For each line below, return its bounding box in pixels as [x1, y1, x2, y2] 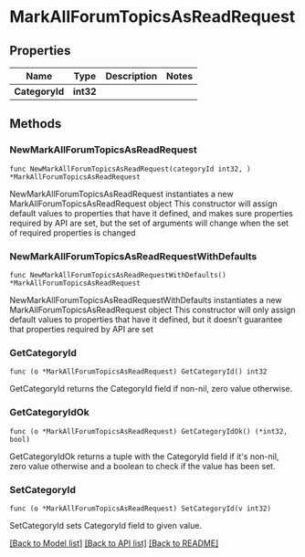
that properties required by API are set [9, 323, 153, 334]
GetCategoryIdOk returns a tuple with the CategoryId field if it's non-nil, [9, 450, 279, 462]
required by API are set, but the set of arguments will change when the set [9, 217, 289, 228]
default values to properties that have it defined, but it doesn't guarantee [9, 313, 283, 325]
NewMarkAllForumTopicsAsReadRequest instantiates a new [9, 188, 235, 199]
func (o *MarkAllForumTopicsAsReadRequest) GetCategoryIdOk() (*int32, [9, 426, 288, 436]
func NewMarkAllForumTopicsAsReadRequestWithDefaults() [9, 270, 226, 279]
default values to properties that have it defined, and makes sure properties [9, 207, 294, 218]
